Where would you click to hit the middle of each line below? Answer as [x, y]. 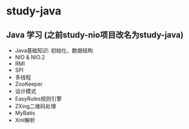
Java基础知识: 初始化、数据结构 [54, 50]
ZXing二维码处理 [35, 106]
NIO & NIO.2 [30, 57]
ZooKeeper [29, 84]
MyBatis [25, 113]
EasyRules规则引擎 [38, 99]
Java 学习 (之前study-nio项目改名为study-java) [95, 35]
